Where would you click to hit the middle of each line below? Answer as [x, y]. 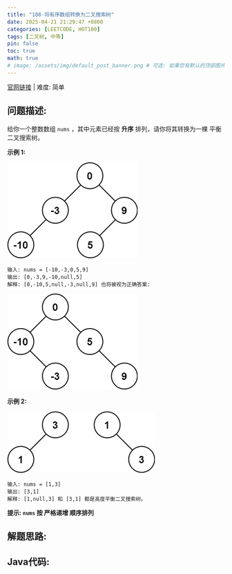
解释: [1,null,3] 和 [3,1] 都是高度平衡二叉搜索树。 [77, 499]
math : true [23, 59]
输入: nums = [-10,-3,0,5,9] [48, 269]
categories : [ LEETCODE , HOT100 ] [54, 29]
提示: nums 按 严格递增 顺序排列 [51, 513]
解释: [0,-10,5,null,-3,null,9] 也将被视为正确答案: [79, 284]
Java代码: [28, 562]
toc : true [21, 51]
